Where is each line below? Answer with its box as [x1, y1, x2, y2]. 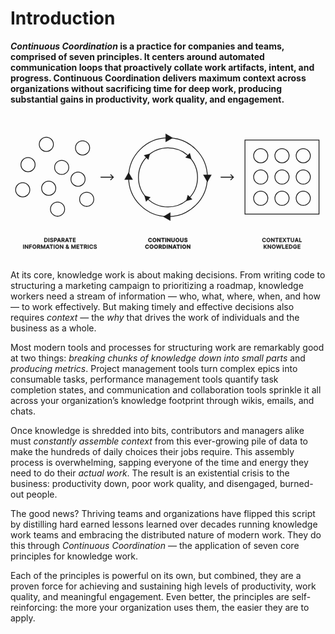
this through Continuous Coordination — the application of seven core [10, 540, 300, 552]
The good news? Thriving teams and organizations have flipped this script [10, 508, 316, 520]
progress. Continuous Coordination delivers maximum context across [10, 72, 307, 84]
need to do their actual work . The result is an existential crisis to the [10, 467, 290, 479]
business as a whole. [10, 322, 97, 334]
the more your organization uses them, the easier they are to [59, 602, 310, 614]
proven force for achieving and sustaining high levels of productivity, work [10, 580, 317, 592]
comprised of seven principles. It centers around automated [10, 50, 265, 62]
